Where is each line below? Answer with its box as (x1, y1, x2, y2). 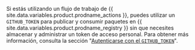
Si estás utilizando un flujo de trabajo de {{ (6, 5, 113, 12)
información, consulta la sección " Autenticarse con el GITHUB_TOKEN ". (6, 37, 178, 44)
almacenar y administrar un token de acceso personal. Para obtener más (6, 31, 189, 38)
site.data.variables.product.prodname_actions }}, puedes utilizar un (6, 11, 175, 19)
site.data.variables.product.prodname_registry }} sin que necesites (6, 24, 174, 31)
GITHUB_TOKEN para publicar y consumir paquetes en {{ (6, 18, 142, 25)
